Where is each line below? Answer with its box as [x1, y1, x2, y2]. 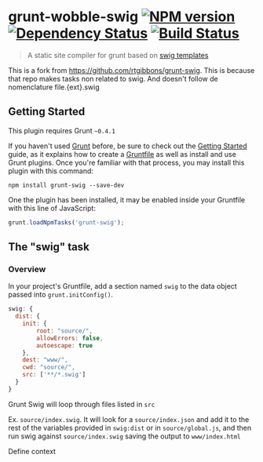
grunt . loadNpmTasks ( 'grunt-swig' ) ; [8, 218, 125, 227]
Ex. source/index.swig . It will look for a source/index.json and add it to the [8, 414, 250, 424]
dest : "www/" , [22, 356, 68, 364]
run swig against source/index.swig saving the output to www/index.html [8, 431, 241, 441]
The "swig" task [8, 240, 90, 254]
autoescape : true [36, 341, 93, 349]
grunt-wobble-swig [8, 8, 139, 26]
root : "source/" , [36, 326, 93, 335]
